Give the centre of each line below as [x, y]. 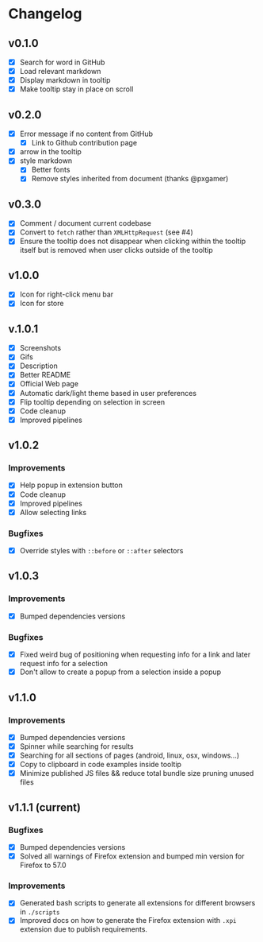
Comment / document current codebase [86, 223]
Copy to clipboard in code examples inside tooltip [101, 765]
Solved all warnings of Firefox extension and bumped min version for [132, 856]
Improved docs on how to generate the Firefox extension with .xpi [128, 921]
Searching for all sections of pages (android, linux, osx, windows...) [130, 755]
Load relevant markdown [60, 72]
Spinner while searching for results [76, 746]
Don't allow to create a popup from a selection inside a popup [120, 672]
